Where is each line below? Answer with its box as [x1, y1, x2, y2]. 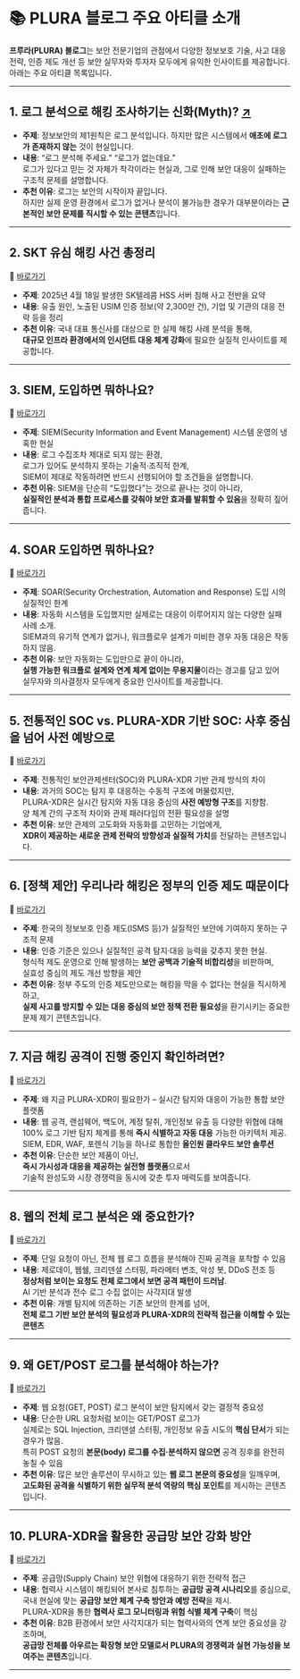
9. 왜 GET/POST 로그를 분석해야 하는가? [9, 1357, 220, 1372]
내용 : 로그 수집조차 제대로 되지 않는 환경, [21, 449, 163, 460]
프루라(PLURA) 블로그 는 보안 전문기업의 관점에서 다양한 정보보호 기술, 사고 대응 [9, 45, 287, 55]
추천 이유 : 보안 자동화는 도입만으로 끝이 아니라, [21, 654, 185, 664]
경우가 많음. [21, 1436, 64, 1447]
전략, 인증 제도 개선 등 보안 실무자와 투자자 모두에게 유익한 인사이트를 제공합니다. [9, 55, 290, 67]
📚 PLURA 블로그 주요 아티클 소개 [9, 8, 241, 29]
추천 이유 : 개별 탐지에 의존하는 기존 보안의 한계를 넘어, [21, 1298, 210, 1309]
